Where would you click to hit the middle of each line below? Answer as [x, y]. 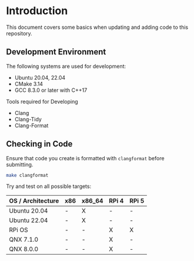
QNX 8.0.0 [24, 249]
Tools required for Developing [42, 101]
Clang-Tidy [28, 119]
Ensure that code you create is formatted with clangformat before [85, 158]
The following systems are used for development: [66, 66]
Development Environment [56, 52]
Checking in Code [39, 144]
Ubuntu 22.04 [29, 220]
